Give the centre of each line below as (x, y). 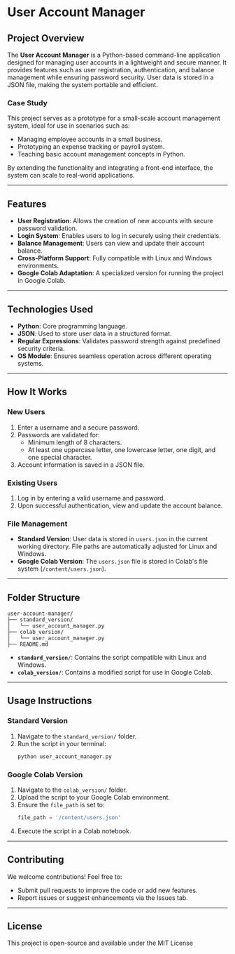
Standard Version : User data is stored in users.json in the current (113, 539)
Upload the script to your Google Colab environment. (93, 797)
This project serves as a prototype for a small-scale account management (114, 118)
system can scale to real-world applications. (71, 175)
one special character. (60, 457)
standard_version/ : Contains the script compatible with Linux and (112, 658)
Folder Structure (44, 597)
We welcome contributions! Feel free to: (65, 876)
